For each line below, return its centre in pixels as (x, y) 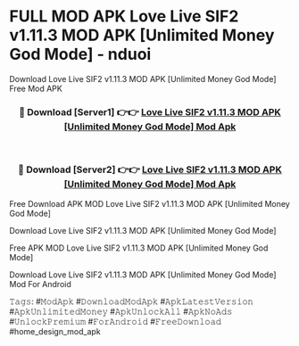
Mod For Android (40, 284)
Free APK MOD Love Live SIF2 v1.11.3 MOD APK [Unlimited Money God (139, 248)
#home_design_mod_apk (55, 331)
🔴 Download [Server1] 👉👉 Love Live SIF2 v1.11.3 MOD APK (150, 111)
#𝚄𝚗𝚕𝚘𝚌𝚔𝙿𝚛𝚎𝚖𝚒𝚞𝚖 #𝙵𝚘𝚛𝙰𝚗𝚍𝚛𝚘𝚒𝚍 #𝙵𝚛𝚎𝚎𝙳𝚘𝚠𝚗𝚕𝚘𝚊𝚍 (115, 321)
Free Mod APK (36, 88)
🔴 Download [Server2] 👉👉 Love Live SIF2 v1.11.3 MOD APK (150, 169)
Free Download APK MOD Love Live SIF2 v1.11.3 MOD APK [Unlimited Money (149, 203)
